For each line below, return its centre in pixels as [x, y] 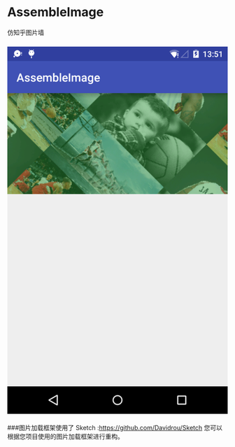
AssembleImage [56, 12]
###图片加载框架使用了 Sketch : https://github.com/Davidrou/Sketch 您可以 [115, 427]
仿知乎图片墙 [26, 32]
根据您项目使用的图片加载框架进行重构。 [65, 436]
